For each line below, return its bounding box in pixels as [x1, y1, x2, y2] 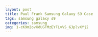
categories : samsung [5, 20, 48, 25]
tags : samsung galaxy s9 [5, 16, 56, 21]
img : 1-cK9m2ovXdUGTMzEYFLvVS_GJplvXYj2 [5, 25, 89, 30]
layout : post [5, 7, 32, 12]
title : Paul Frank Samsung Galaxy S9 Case [5, 12, 93, 16]
